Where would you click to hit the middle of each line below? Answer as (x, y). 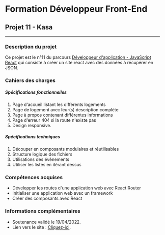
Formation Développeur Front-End (76, 9)
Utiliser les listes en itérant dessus (47, 165)
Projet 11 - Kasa (29, 27)
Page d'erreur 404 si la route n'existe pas (54, 120)
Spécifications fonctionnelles (36, 92)
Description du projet (31, 47)
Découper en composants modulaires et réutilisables (66, 149)
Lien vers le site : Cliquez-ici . (41, 227)
